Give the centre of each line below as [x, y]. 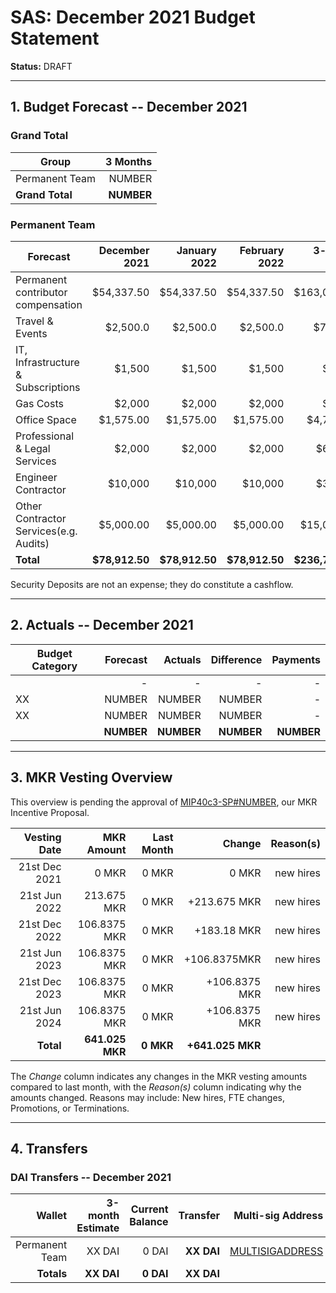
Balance [149, 1222]
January [196, 250]
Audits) [32, 543]
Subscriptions [48, 387]
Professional [45, 436]
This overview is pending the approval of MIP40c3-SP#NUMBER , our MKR [164, 802]
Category [54, 666]
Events [31, 333]
